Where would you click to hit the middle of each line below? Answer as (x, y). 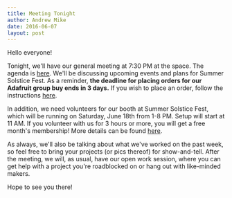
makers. (19, 174)
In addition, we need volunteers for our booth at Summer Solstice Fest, (108, 109)
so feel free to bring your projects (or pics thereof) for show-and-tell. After (113, 152)
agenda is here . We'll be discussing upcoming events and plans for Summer (115, 73)
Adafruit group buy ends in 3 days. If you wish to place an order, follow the (115, 88)
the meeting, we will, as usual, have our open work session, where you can (114, 159)
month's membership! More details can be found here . (85, 131)
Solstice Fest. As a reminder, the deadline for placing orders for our (105, 81)
